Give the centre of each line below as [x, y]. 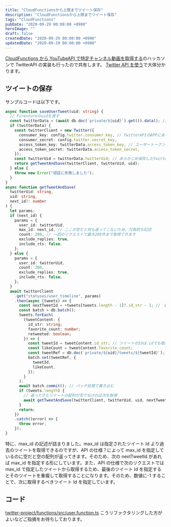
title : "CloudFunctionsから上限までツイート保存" [54, 10]
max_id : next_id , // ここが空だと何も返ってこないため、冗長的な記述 [85, 230]
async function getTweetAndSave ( [41, 187]
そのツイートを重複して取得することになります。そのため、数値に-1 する [85, 475]
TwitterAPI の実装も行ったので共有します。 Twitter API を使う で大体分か [90, 65]
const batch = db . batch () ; [47, 310]
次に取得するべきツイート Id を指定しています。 [68, 482]
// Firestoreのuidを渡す [35, 116]
